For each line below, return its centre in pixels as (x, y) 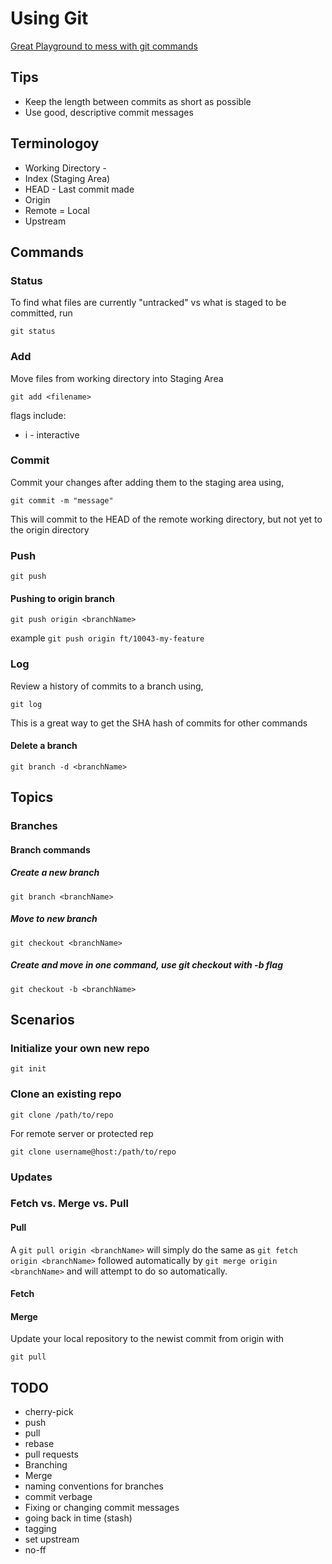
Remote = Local (57, 210)
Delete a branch (44, 746)
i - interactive (52, 434)
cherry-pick (49, 1412)
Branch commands (50, 849)
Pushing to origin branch (62, 598)
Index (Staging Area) (67, 178)
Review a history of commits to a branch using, (107, 686)
